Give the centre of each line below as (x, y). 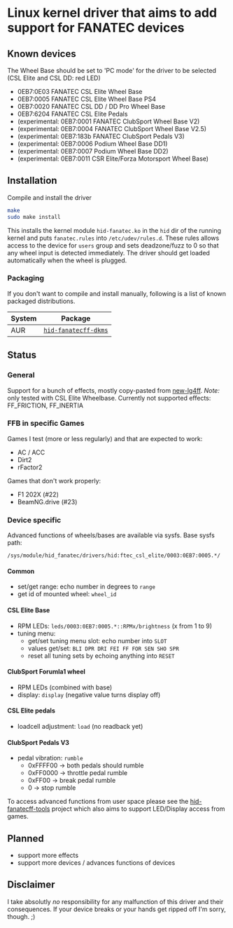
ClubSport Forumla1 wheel (47, 672)
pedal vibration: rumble (50, 758)
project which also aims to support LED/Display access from (138, 809)
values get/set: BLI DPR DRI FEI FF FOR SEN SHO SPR (104, 648)
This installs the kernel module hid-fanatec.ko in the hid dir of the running (114, 230)
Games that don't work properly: (54, 480)
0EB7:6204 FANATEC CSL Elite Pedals (72, 114)
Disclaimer (31, 885)
